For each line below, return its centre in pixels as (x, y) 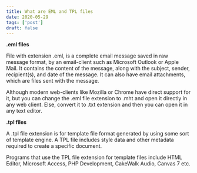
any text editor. (24, 111)
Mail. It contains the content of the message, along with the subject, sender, (98, 69)
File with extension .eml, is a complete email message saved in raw (87, 56)
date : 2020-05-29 (27, 17)
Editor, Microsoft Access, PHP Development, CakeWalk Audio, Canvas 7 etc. (98, 164)
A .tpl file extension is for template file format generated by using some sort (98, 134)
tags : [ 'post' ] (25, 22)
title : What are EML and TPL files (50, 11)
